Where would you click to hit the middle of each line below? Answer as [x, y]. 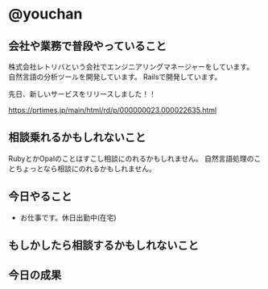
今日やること [40, 197]
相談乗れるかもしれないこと [77, 138]
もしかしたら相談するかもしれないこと [103, 246]
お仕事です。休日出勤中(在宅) [68, 217]
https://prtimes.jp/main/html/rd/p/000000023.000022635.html [113, 110]
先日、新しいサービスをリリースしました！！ [82, 94]
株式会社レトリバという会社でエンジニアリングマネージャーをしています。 [131, 67]
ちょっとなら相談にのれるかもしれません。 [86, 168]
